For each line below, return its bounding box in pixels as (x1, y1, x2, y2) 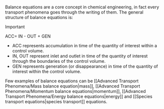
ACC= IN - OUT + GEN (5, 34, 51, 39)
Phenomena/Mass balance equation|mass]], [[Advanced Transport (5, 83, 140, 89)
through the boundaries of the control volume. (12, 58, 106, 64)
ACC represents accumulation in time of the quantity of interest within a (12, 43, 157, 48)
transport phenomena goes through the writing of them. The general (5, 9, 144, 15)
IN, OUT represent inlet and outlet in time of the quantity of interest (12, 53, 148, 59)
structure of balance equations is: (5, 15, 73, 20)
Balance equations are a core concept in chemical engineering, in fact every (5, 4, 160, 10)
